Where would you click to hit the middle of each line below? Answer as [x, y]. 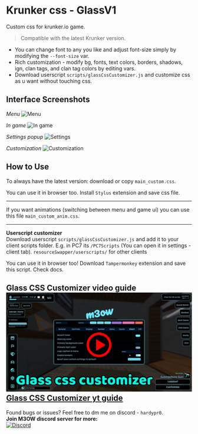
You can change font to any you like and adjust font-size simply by [95, 49]
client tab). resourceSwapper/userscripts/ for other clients [77, 251]
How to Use [28, 167]
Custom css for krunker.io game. [46, 27]
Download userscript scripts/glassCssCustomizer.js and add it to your [93, 239]
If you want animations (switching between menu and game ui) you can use [98, 209]
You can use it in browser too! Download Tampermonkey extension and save [96, 263]
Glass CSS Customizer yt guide [65, 398]
